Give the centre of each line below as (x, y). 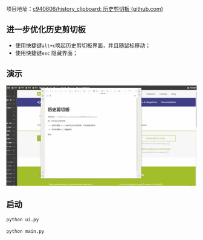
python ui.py (23, 220)
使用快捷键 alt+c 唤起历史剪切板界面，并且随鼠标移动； (83, 45)
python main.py (25, 232)
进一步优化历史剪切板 (46, 30)
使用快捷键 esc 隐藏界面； (47, 52)
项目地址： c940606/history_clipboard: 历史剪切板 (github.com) (85, 9)
